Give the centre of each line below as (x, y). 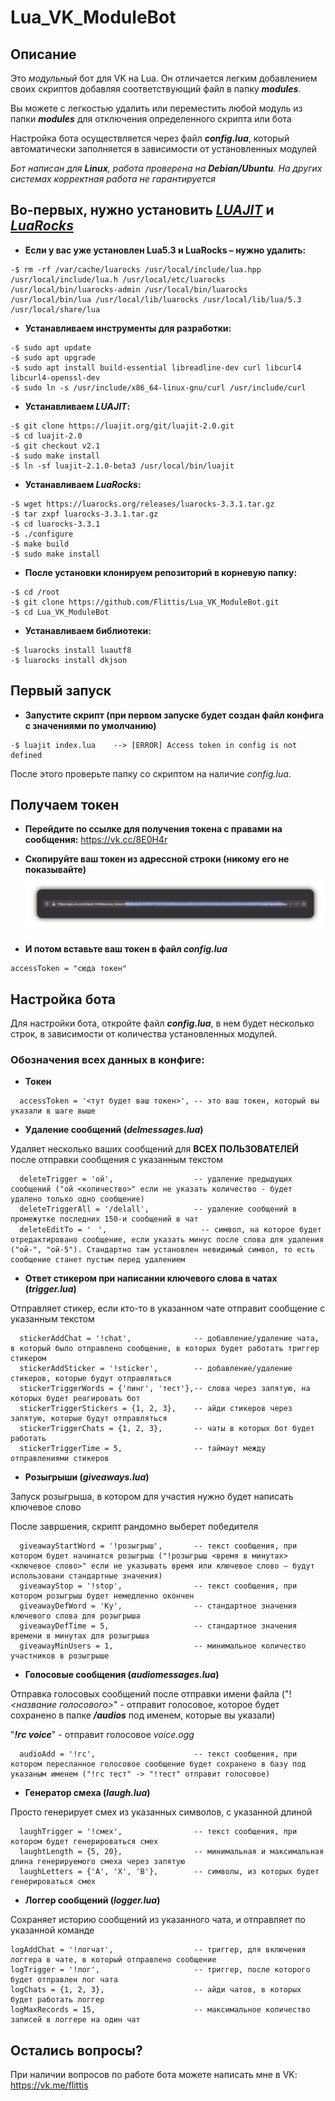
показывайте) (55, 870)
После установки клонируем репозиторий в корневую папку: (161, 572)
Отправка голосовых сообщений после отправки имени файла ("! (151, 1694)
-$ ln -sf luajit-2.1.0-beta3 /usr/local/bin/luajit (122, 466)
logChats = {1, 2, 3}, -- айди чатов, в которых (156, 1990)
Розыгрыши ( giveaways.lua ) (87, 1477)
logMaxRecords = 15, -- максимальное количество (160, 2010)
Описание (43, 54)
